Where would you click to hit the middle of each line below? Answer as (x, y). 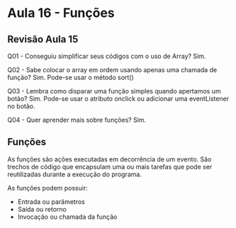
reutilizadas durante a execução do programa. (74, 174)
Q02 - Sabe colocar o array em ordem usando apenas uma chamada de (112, 70)
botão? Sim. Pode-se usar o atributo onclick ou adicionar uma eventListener (118, 98)
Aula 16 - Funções (61, 13)
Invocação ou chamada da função (67, 217)
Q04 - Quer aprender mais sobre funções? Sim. (77, 120)
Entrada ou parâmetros (51, 201)
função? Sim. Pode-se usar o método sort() (71, 77)
